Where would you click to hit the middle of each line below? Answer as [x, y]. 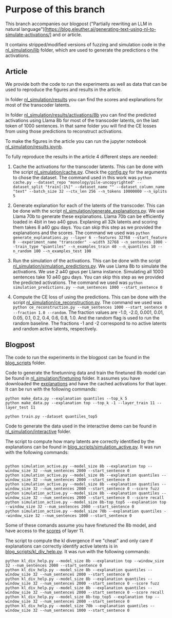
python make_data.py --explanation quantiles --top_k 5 [66, 398]
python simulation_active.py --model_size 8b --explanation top [75, 466]
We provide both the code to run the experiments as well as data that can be [86, 84]
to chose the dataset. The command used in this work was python [82, 177]
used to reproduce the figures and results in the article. [64, 89]
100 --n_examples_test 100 [62, 251]
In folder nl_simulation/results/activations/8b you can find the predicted [81, 115]
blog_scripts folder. [26, 363]
